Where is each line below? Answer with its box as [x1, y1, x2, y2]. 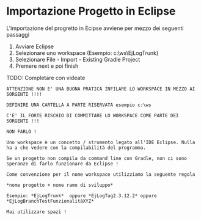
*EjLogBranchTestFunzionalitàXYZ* [6, 198, 95, 204]
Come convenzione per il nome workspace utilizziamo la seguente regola [6, 171, 196, 178]
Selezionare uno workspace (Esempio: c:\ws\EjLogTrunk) [15, 49, 159, 56]
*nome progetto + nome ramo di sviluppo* [6, 182, 114, 188]
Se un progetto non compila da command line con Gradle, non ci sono [6, 155, 188, 161]
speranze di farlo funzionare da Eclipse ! [6, 161, 119, 167]
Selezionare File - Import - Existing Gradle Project [15, 56, 141, 63]
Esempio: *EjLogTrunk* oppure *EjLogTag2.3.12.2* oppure [6, 192, 157, 199]
